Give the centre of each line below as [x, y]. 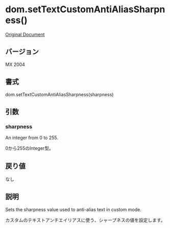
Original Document [25, 34]
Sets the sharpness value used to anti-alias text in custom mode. [73, 209]
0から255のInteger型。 [29, 148]
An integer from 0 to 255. [32, 138]
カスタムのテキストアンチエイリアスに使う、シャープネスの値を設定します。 [85, 220]
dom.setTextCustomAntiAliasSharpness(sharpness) [59, 94]
